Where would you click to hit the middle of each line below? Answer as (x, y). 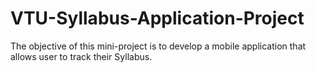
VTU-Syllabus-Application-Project (157, 18)
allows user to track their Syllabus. (81, 56)
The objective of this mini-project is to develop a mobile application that (158, 46)
